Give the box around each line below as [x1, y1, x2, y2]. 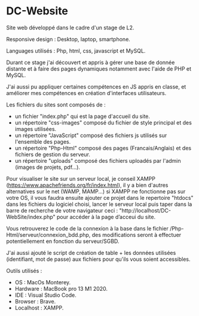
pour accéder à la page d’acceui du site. [56, 213, 156, 220]
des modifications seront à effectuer [91, 231, 182, 238]
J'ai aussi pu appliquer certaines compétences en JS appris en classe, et [6, 83, 186, 90]
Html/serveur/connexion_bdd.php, [6, 231, 91, 238]
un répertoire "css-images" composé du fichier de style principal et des [14, 118, 192, 126]
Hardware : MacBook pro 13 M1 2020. [14, 285, 108, 292]
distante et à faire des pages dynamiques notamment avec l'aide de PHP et [6, 65, 192, 72]
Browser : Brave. [14, 297, 56, 305]
